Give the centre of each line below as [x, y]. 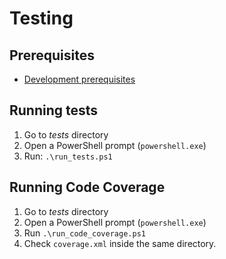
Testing [41, 18]
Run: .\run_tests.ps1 [68, 156]
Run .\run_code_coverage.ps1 [84, 233]
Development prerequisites [79, 79]
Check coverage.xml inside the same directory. [120, 243]
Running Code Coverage [87, 187]
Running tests [54, 110]
